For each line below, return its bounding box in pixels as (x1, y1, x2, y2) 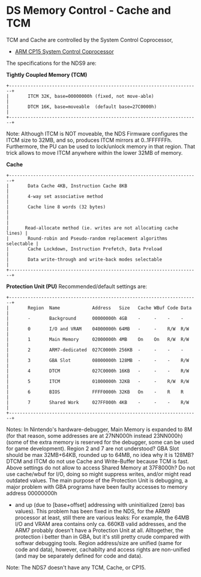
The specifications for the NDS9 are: (6, 59, 97, 67)
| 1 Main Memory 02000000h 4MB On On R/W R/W (6, 336, 189, 342)
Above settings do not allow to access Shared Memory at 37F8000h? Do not (6, 464, 196, 471)
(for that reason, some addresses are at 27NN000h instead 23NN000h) (6, 432, 183, 439)
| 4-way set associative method (6, 193, 103, 199)
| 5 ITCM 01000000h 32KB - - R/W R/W (6, 378, 189, 384)
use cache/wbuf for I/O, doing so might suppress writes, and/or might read (6, 470, 191, 477)
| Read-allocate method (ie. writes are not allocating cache (6, 225, 179, 231)
